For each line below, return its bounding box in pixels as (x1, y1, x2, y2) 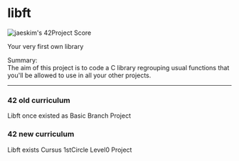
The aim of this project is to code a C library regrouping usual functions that (7, 63, 230, 72)
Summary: (7, 55, 38, 65)
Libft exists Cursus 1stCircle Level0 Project (7, 145, 132, 154)
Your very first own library (7, 42, 84, 50)
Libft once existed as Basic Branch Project (7, 111, 132, 120)
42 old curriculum (7, 95, 71, 105)
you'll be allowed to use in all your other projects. (7, 71, 152, 79)
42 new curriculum (7, 129, 75, 139)
